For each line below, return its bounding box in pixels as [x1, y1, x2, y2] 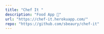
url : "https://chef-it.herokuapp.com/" [5, 16, 88, 21]
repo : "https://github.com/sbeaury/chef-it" [5, 21, 99, 26]
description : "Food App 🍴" [5, 12, 61, 17]
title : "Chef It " [5, 7, 43, 12]
